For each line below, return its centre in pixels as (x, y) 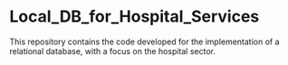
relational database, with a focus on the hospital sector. (112, 51)
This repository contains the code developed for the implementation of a (144, 42)
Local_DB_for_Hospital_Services (134, 17)
